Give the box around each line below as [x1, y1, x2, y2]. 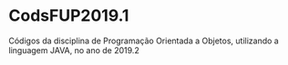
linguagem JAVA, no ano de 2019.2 [8, 44, 140, 55]
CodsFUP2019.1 [8, 5, 129, 26]
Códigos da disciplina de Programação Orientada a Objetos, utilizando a [8, 35, 279, 46]
